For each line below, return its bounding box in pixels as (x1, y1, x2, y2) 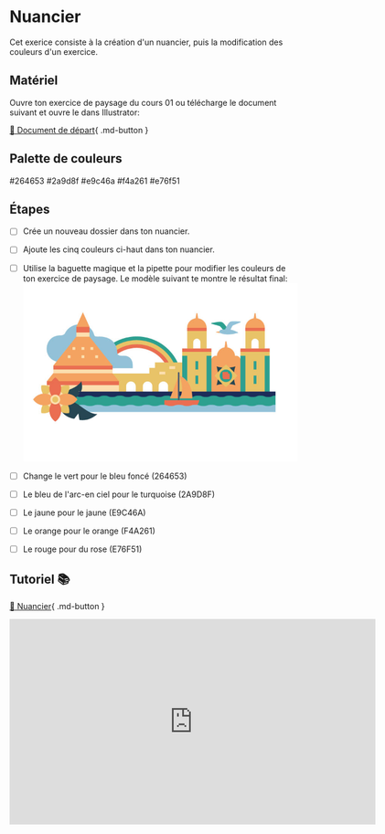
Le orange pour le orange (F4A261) (22, 525, 155, 536)
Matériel (9, 73, 59, 89)
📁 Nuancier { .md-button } (9, 600, 105, 611)
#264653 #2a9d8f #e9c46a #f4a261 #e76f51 (9, 175, 180, 186)
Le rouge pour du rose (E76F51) (22, 544, 143, 554)
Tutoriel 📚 (9, 572, 70, 587)
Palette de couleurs (9, 151, 123, 166)
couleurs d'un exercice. (9, 46, 99, 57)
